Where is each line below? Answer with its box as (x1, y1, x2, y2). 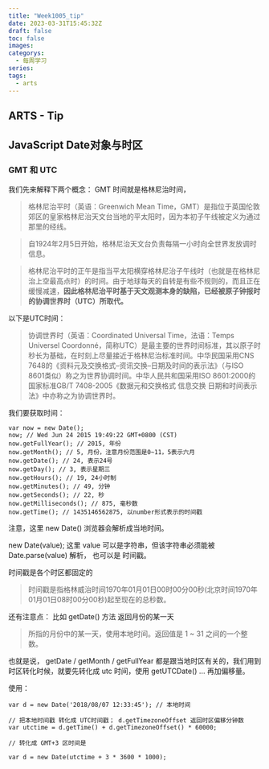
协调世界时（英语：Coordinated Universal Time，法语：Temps (27, 330, 234, 340)
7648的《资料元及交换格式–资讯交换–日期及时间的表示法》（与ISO (27, 360, 244, 370)
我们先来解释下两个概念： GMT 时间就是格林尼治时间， (8, 184, 191, 194)
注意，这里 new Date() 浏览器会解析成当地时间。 (8, 523, 169, 532)
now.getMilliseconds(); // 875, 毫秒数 (8, 499, 138, 507)
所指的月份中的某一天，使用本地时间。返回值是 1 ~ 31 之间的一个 (27, 629, 241, 639)
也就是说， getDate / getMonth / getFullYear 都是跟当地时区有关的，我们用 (8, 655, 255, 665)
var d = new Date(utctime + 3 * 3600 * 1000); (8, 753, 167, 761)
